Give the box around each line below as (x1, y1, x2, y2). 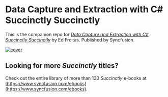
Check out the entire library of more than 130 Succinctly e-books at (5, 75, 147, 81)
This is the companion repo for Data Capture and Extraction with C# (5, 31, 149, 37)
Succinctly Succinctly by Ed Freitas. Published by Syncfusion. (5, 37, 135, 43)
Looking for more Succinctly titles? (5, 61, 119, 70)
